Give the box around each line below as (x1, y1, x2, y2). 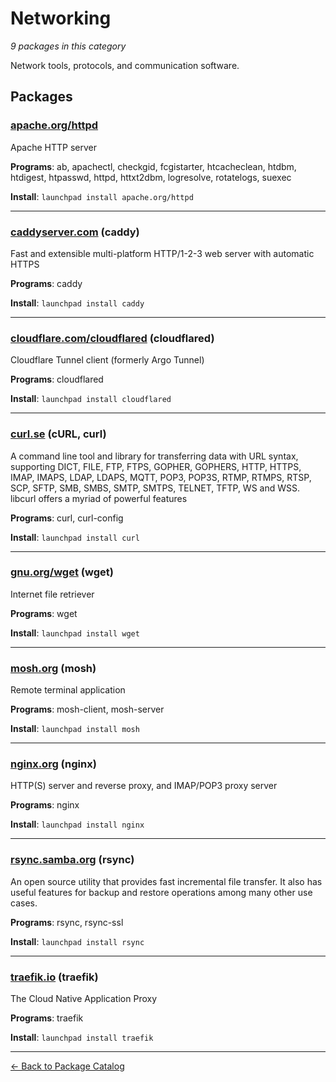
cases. (10, 897, 38, 909)
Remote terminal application (10, 684, 126, 696)
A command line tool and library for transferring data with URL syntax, (10, 450, 299, 462)
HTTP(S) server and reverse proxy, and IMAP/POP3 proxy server (10, 780, 278, 792)
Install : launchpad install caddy (10, 297, 145, 309)
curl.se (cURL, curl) (10, 427, 107, 441)
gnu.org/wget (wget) (10, 565, 114, 579)
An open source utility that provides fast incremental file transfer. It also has (10, 875, 323, 887)
